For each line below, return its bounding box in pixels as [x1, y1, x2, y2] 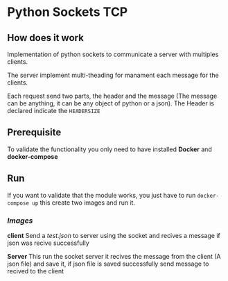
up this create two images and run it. [32, 198, 136, 207]
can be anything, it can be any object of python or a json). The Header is [7, 99, 215, 108]
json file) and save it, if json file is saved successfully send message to [7, 259, 209, 268]
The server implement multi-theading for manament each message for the [7, 71, 220, 79]
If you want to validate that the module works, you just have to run [7, 191, 196, 199]
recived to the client [7, 266, 64, 275]
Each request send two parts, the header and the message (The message [7, 92, 218, 100]
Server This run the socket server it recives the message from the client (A [7, 252, 221, 260]
